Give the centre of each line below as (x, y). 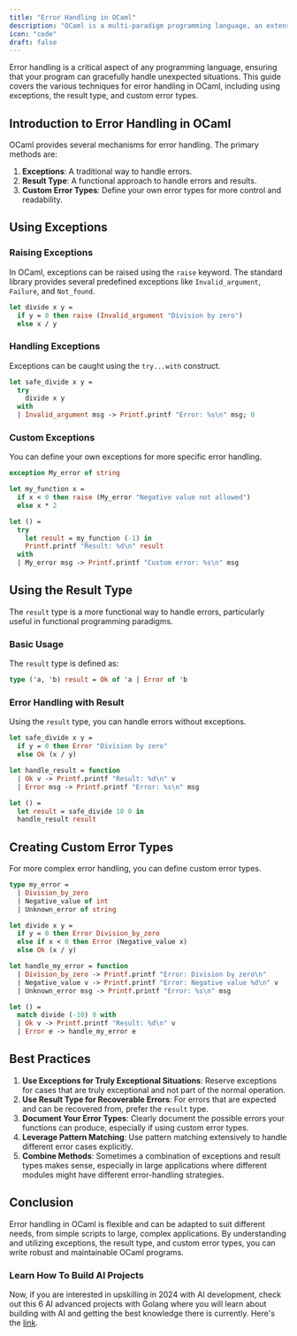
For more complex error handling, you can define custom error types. (136, 869)
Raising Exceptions (51, 253)
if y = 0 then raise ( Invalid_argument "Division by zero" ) (130, 316)
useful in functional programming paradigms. (91, 621)
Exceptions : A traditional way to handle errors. (107, 172)
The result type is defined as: (64, 664)
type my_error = (39, 885)
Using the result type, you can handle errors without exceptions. (128, 722)
